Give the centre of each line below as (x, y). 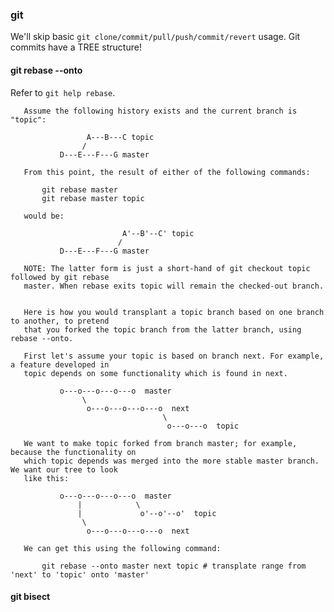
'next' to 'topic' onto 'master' (80, 574)
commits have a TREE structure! (76, 47)
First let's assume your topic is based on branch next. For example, (174, 356)
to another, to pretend (60, 321)
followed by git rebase (60, 277)
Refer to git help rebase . (63, 92)
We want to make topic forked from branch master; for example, (160, 443)
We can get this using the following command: (122, 548)
